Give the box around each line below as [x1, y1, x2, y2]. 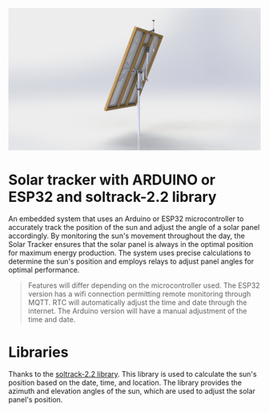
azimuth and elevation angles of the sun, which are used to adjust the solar [8, 386, 256, 396]
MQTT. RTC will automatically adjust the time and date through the [27, 297, 247, 308]
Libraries [8, 343, 69, 361]
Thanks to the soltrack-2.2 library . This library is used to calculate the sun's [8, 370, 258, 379]
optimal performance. [8, 265, 80, 275]
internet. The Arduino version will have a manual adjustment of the [27, 306, 247, 316]
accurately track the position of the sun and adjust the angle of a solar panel [8, 223, 260, 232]
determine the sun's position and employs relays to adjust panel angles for [8, 256, 255, 266]
